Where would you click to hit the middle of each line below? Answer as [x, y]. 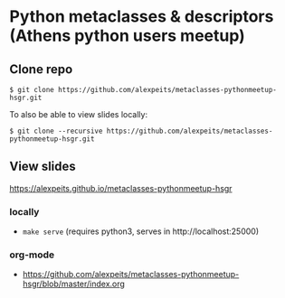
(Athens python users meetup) [128, 36]
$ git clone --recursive [56, 131]
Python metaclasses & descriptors [142, 17]
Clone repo [41, 69]
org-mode [32, 255]
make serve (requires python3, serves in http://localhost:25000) [141, 231]
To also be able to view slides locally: [78, 114]
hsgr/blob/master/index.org [73, 284]
